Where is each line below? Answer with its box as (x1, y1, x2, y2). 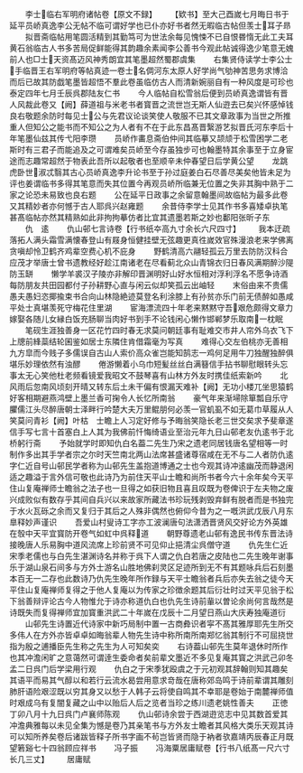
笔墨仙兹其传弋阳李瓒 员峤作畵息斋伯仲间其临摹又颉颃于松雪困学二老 (16, 133, 289, 144)
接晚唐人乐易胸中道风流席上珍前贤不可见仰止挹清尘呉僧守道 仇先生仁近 (9, 539, 289, 550)
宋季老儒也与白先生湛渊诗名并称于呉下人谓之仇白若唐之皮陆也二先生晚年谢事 (9, 551, 294, 561)
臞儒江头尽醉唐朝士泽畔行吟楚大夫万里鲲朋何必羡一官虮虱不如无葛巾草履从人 (9, 404, 294, 414)
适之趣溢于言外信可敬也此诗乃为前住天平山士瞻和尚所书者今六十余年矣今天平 (9, 471, 294, 482)
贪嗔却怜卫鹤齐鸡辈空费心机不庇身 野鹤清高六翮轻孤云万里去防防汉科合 (9, 246, 289, 256)
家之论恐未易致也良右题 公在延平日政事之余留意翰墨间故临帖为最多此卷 (9, 190, 289, 200)
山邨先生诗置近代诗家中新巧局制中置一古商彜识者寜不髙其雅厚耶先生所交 (24, 619, 294, 629)
